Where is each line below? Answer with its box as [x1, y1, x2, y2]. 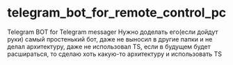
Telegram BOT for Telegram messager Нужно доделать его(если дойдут [7, 28, 218, 36]
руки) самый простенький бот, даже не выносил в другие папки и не [7, 35, 213, 43]
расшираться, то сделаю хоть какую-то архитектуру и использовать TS [7, 50, 223, 58]
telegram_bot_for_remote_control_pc [7, 5, 227, 21]
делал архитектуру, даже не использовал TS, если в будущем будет [7, 42, 211, 50]
